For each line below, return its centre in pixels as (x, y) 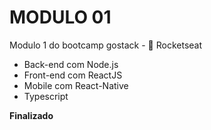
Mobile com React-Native (76, 85)
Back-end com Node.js (71, 64)
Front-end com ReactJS (73, 75)
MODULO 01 (60, 17)
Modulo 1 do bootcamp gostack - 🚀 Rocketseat (106, 45)
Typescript (46, 96)
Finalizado (31, 115)
